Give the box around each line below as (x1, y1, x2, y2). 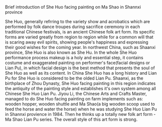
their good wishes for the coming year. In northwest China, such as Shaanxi (5, 45, 156, 50)
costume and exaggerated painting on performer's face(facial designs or (5, 60, 150, 65)
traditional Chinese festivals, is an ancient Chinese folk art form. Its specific (5, 29, 155, 34)
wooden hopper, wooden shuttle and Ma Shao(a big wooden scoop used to (5, 101, 155, 107)
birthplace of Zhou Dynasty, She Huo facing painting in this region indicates (5, 80, 156, 86)
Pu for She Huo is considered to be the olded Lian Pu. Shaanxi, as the (5, 75, 144, 81)
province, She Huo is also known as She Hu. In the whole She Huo (5, 49, 137, 55)
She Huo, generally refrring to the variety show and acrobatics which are (5, 19, 150, 24)
